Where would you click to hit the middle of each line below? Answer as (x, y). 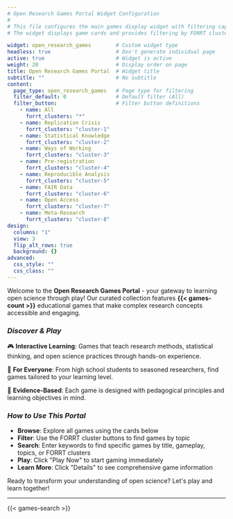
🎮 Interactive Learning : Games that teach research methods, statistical (110, 346)
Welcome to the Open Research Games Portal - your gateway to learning (112, 290)
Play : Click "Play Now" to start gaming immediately (90, 460)
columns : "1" (32, 232)
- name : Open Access (49, 200)
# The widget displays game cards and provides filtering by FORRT (107, 33)
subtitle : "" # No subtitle (82, 78)
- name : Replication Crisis (60, 123)
